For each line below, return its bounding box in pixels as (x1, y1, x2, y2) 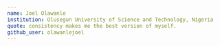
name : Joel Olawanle (7, 9, 67, 17)
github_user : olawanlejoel (7, 28, 85, 36)
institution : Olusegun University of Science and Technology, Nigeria (7, 16, 214, 23)
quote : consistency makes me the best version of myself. (7, 22, 177, 29)
